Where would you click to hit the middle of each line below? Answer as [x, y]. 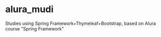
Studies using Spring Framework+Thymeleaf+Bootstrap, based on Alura [81, 23]
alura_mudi [30, 9]
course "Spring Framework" [35, 28]
